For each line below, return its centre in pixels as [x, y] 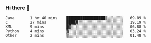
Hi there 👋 [18, 8]
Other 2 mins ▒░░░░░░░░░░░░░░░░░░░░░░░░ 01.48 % [75, 36]
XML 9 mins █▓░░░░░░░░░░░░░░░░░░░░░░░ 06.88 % [75, 27]
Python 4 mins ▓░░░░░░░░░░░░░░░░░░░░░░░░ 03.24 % [75, 31]
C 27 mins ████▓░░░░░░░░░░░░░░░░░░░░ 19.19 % [75, 23]
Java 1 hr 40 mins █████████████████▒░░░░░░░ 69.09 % [75, 18]
